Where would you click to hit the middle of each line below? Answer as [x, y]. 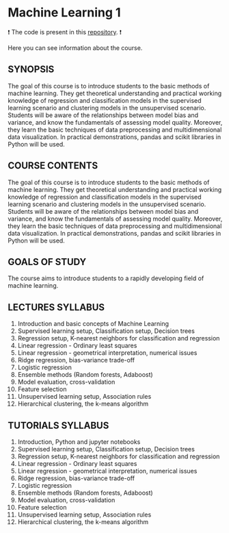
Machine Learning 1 [65, 13]
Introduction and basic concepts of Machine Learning [93, 324]
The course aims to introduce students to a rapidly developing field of [106, 278]
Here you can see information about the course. [75, 48]
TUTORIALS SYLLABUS [58, 425]
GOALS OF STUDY [47, 262]
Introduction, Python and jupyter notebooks [79, 442]
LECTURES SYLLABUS [56, 307]
